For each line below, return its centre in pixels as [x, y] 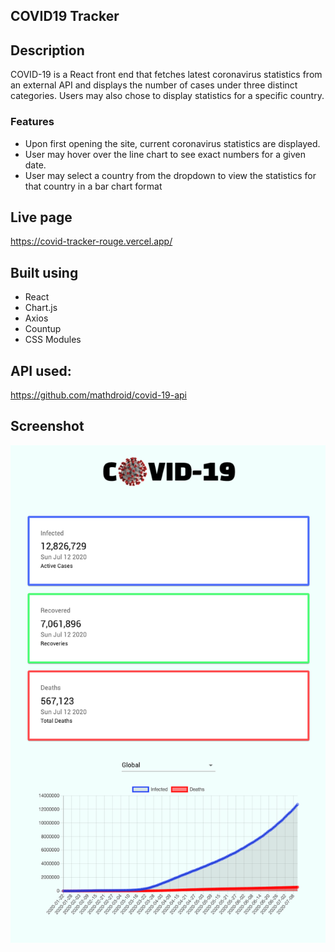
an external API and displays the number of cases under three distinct [154, 85]
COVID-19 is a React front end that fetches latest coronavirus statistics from [166, 75]
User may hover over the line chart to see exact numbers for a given [165, 154]
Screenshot [47, 426]
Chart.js [41, 308]
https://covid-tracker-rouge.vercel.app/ [91, 241]
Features [32, 122]
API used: [41, 370]
